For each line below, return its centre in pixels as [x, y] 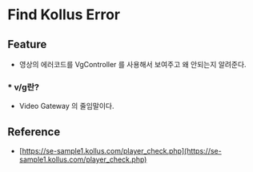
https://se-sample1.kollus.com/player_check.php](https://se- [122, 151]
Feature [27, 44]
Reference [34, 132]
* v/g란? [23, 87]
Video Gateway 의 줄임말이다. [66, 106]
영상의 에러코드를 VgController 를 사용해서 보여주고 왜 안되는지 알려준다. [133, 64]
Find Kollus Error [64, 15]
